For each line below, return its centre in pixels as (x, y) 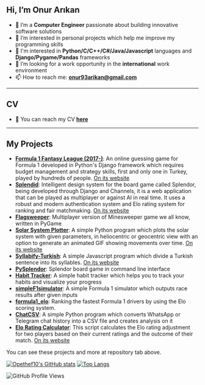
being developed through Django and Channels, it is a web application (103, 191)
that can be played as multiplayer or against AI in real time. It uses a (100, 197)
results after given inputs (46, 295)
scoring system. (35, 308)
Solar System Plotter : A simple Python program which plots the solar (102, 230)
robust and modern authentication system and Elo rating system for (100, 204)
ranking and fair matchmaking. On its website (72, 211)
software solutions (38, 31)
